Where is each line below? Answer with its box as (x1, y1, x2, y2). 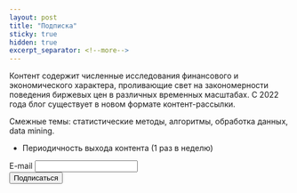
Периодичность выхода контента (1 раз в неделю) (21, 143, 213, 154)
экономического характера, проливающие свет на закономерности (9, 80, 269, 91)
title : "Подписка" (9, 21, 77, 30)
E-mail (9, 161, 33, 172)
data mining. (9, 125, 55, 136)
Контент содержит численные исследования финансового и (9, 70, 239, 81)
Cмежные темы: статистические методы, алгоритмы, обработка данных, (9, 117, 289, 127)
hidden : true (9, 37, 58, 47)
